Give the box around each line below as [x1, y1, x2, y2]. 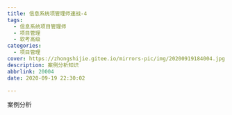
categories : [7, 42, 42, 49]
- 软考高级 [13, 36, 41, 43]
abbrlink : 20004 [7, 68, 54, 75]
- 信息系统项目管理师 [13, 23, 67, 30]
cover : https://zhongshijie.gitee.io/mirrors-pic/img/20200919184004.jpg [7, 55, 226, 62]
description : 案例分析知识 [7, 62, 79, 69]
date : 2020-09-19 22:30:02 [7, 74, 85, 82]
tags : [7, 17, 23, 24]
